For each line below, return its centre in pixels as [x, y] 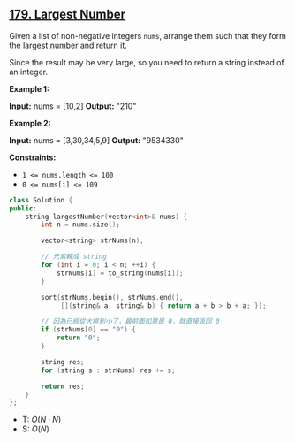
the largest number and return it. [68, 45]
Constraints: [33, 157]
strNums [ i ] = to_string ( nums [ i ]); [120, 273]
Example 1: [30, 88]
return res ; [63, 386]
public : [23, 208]
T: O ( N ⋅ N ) [42, 420]
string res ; [63, 362]
